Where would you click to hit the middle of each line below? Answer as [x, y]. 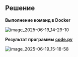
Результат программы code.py [39, 39]
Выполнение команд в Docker [38, 20]
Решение [20, 8]
